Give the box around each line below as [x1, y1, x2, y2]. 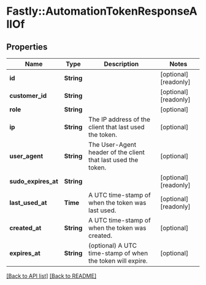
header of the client [88, 148, 145, 157]
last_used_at [9, 199, 47, 207]
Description [104, 60, 139, 68]
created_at [9, 224, 42, 232]
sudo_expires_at [9, 177, 58, 185]
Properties [6, 42, 48, 52]
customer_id [9, 92, 47, 100]
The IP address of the [88, 115, 150, 124]
